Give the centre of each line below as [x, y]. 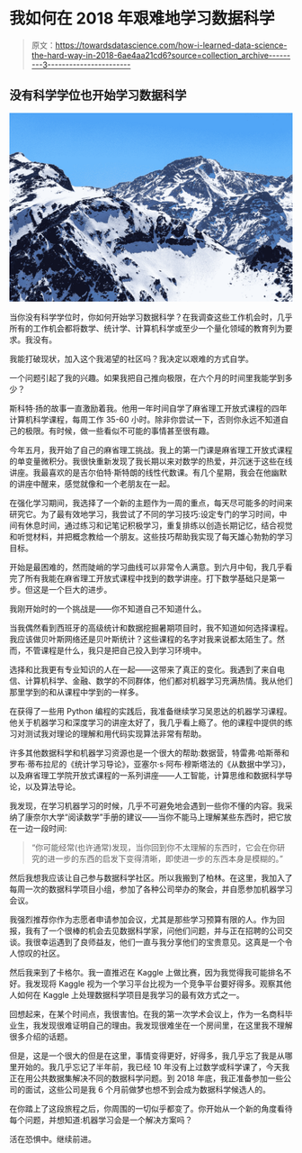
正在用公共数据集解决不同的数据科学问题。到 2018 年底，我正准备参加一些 [147, 1078]
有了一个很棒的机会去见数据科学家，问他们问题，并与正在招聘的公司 [159, 931]
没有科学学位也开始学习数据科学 [98, 95]
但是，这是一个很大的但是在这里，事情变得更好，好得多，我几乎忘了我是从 [147, 1056]
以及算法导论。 [53, 787]
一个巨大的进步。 [80, 590]
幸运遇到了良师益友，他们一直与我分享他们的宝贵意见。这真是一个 [162, 942]
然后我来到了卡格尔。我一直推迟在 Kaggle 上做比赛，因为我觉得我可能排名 [147, 973]
